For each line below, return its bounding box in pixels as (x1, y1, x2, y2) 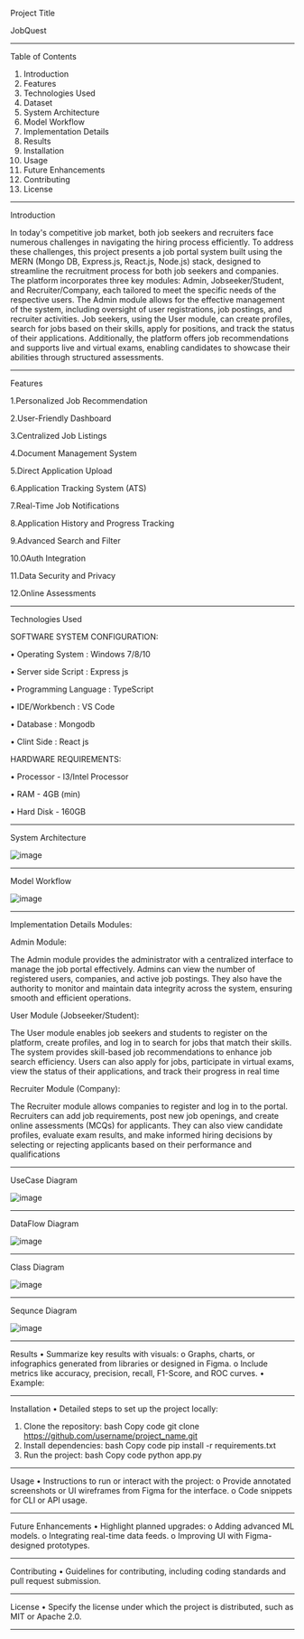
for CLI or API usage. (10, 1495, 88, 1505)
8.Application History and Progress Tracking (10, 518, 175, 528)
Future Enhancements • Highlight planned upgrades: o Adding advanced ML (10, 1521, 295, 1532)
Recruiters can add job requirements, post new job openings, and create (10, 1111, 279, 1121)
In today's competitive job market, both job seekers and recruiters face (10, 228, 274, 237)
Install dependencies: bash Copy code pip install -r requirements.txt (23, 1440, 276, 1450)
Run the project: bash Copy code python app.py (23, 1449, 202, 1460)
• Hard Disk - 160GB (10, 806, 87, 816)
